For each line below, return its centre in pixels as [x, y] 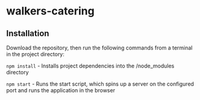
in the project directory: [36, 54]
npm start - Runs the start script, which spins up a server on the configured [100, 84]
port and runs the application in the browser [61, 90]
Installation [28, 33]
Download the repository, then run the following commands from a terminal [99, 48]
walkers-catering [50, 11]
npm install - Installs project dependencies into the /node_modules [90, 66]
